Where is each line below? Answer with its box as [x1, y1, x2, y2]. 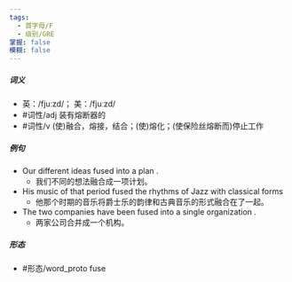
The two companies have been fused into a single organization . [21, 207, 257, 217]
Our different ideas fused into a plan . [21, 166, 159, 176]
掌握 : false [9, 37, 51, 47]
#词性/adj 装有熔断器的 [21, 110, 107, 121]
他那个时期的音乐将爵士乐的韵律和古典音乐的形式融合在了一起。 [35, 197, 269, 208]
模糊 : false [9, 46, 51, 55]
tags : [9, 12, 29, 22]
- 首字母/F [17, 21, 53, 30]
